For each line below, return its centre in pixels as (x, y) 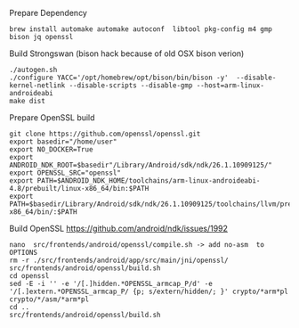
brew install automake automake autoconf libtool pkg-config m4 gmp (141, 29)
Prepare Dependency (48, 13)
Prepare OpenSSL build (52, 118)
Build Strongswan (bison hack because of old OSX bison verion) (127, 53)
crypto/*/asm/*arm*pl (49, 299)
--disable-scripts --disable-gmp (131, 86)
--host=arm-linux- (230, 86)
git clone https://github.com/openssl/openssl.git (105, 134)
